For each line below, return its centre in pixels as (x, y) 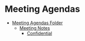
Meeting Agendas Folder (37, 23)
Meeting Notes (35, 28)
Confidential (39, 33)
